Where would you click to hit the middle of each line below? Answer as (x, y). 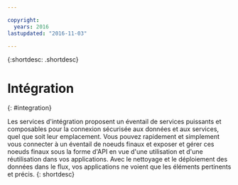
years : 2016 (32, 27)
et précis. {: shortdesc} (41, 174)
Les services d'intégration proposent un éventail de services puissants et (114, 122)
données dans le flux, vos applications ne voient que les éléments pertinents (119, 167)
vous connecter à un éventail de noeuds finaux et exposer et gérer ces (111, 144)
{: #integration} (29, 108)
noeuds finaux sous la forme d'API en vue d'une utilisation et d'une (106, 152)
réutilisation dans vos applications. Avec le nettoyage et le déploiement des (118, 159)
